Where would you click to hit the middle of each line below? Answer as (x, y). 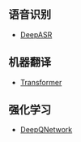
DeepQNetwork (46, 130)
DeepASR (36, 34)
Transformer (41, 82)
